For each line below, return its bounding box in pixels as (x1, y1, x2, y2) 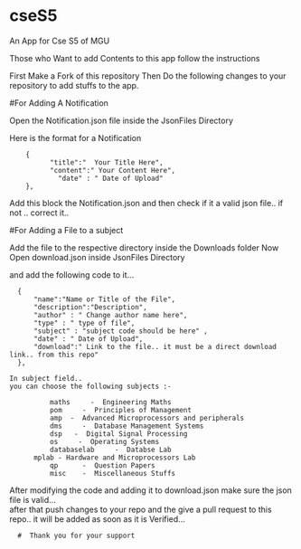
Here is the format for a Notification (9, 132, 142, 143)
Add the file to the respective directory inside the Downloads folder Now (9, 241, 279, 253)
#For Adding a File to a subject (9, 224, 124, 235)
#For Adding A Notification (9, 97, 108, 109)
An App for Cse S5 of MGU (9, 35, 110, 46)
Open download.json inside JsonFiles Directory (9, 251, 185, 262)
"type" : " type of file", (33, 318, 136, 327)
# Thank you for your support (17, 531, 136, 540)
